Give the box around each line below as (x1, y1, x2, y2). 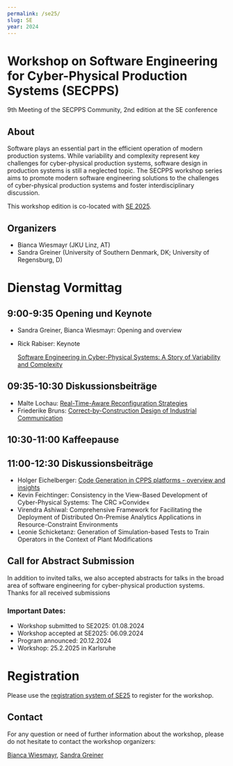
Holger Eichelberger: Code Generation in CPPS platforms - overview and (17, 476, 226, 484)
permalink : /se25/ (7, 10, 61, 17)
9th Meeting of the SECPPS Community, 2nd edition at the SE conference (7, 106, 218, 114)
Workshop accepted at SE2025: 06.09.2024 (17, 629, 144, 637)
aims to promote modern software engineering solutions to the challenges (7, 174, 219, 182)
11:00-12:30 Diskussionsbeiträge (7, 457, 154, 470)
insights (17, 483, 40, 491)
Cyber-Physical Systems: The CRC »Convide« (17, 498, 150, 506)
